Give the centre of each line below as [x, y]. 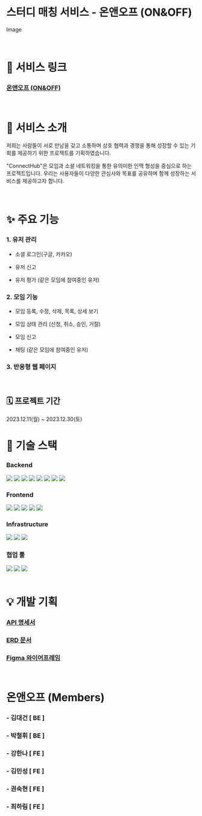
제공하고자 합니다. [43, 181]
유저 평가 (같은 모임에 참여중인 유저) [57, 280]
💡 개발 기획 [32, 602]
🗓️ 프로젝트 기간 [33, 401]
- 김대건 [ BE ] [26, 718]
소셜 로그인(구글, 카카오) [43, 254]
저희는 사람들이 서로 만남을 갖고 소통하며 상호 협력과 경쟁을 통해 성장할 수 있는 [98, 146]
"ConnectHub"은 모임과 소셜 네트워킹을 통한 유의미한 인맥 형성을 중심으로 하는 [99, 166]
